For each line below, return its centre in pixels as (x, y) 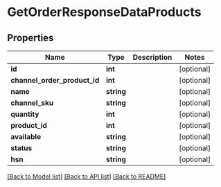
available (26, 137)
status (21, 148)
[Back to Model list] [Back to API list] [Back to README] (87, 177)
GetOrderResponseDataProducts (104, 12)
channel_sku (32, 103)
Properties (30, 38)
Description (152, 57)
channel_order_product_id (55, 80)
